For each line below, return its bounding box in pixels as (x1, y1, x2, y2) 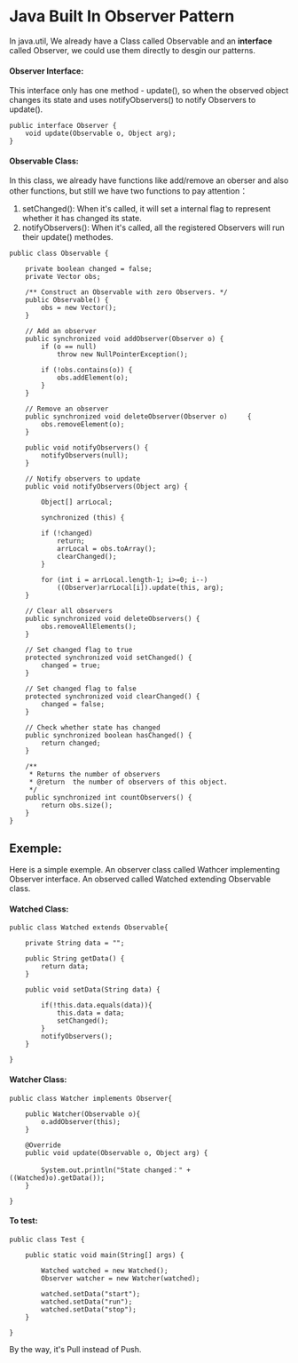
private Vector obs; (25, 273, 101, 282)
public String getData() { (25, 954, 125, 963)
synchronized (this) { (41, 514, 125, 522)
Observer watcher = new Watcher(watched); (41, 1273, 200, 1283)
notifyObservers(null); (41, 451, 129, 460)
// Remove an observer (25, 404, 109, 414)
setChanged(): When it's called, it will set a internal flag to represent (21, 203, 271, 214)
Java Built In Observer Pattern (9, 6, 235, 27)
